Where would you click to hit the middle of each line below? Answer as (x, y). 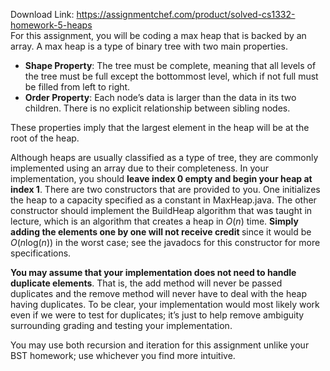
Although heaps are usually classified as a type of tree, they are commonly (164, 157)
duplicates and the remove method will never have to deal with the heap (158, 293)
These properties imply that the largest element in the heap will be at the (160, 127)
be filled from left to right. (77, 87)
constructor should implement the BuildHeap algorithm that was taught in (161, 210)
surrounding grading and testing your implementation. (121, 325)
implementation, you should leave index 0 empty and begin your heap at (161, 178)
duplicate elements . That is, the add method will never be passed (146, 283)
